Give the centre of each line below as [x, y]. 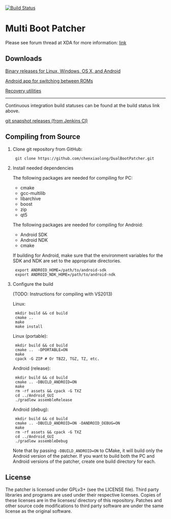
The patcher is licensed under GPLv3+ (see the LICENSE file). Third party [82, 489]
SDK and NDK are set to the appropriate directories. [67, 261]
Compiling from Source [43, 137]
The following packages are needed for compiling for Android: [78, 225]
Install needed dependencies [43, 168]
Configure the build [33, 284]
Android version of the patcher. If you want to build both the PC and [83, 456]
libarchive [31, 199]
